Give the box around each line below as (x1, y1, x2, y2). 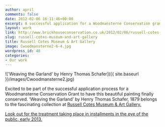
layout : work (5, 26, 32, 31)
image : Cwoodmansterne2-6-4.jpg (5, 44, 71, 49)
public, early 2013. (5, 116, 43, 122)
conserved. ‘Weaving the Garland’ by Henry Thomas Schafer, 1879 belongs (5, 96, 157, 102)
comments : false (5, 12, 38, 17)
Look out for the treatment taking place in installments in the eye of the (5, 111, 148, 117)
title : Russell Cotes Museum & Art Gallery (5, 39, 96, 44)
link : (5, 30, 16, 35)
